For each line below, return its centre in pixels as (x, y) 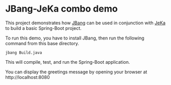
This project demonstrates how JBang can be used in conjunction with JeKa (86, 23)
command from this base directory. (42, 43)
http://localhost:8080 (28, 77)
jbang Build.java (24, 53)
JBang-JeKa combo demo (62, 9)
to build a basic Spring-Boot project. (43, 28)
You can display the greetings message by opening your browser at (76, 72)
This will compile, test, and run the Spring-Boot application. (68, 62)
